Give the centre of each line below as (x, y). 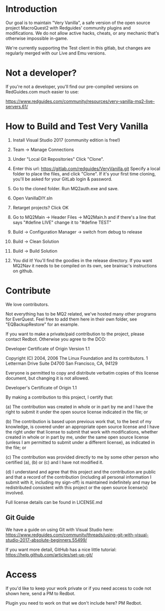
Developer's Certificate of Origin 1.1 (41, 387)
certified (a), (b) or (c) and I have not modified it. (55, 462)
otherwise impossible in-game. (37, 38)
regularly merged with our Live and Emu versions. (56, 53)
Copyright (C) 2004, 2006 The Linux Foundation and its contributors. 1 (77, 358)
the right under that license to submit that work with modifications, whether (82, 432)
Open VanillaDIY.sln (33, 198)
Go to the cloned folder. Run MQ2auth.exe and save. (66, 188)
